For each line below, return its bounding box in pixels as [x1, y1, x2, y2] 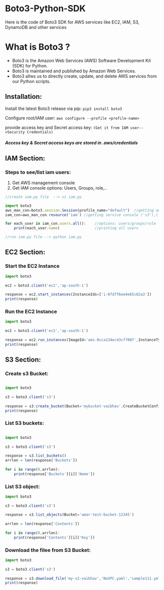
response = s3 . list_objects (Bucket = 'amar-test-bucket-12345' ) [5, 512, 134, 517]
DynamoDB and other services [5, 24, 67, 30]
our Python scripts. [12, 78, 51, 84]
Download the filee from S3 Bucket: [5, 546, 91, 553]
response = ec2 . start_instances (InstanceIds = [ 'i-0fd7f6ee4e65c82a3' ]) [5, 292, 152, 297]
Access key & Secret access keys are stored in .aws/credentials [5, 140, 138, 146]
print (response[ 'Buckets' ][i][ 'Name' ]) [14, 471, 95, 477]
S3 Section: [5, 355, 41, 364]
